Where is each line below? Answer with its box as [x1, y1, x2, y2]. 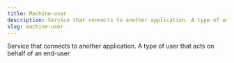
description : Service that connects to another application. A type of [7, 17, 219, 24]
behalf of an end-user [7, 49, 70, 57]
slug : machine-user [7, 23, 64, 30]
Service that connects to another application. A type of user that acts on [7, 42, 214, 51]
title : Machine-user [7, 10, 68, 17]
